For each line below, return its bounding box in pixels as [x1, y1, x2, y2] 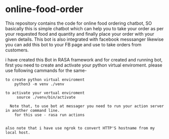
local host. [5, 130, 30, 135]
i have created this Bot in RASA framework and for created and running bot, [5, 56, 163, 62]
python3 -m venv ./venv [14, 82, 65, 87]
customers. [5, 47, 29, 53]
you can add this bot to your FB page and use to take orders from [5, 41, 142, 47]
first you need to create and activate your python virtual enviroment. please [5, 62, 163, 68]
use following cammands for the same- [5, 67, 87, 74]
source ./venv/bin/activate [16, 95, 76, 100]
